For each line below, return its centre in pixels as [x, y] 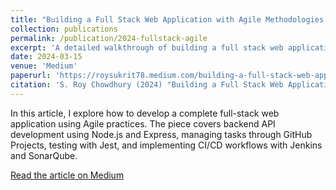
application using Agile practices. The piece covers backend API [143, 123]
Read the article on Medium [67, 175]
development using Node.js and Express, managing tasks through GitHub [161, 134]
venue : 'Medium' [44, 66]
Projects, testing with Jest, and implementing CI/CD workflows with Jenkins [166, 145]
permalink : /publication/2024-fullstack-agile [109, 38]
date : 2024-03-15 [46, 57]
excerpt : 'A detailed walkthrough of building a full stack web [147, 47]
